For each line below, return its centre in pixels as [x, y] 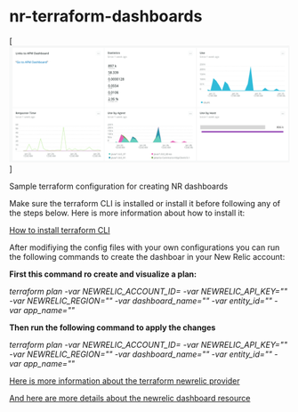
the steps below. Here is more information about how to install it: [127, 213]
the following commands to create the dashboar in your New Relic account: [147, 257]
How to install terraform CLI [60, 230]
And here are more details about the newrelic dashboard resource [130, 399]
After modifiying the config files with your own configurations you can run [145, 247]
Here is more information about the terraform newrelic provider [125, 381]
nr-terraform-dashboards [106, 16]
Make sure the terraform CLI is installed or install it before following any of [145, 204]
